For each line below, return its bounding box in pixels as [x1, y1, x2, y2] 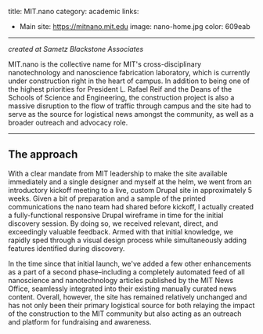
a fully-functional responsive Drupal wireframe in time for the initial [8, 210, 224, 220]
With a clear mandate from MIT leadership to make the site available [8, 169, 228, 178]
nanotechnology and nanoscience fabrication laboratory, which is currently [8, 68, 250, 77]
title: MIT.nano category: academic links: [8, 7, 139, 16]
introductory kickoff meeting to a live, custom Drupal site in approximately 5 [8, 185, 253, 194]
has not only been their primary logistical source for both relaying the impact [8, 300, 255, 310]
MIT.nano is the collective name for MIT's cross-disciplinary [8, 60, 202, 69]
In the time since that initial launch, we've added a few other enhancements [8, 259, 252, 268]
